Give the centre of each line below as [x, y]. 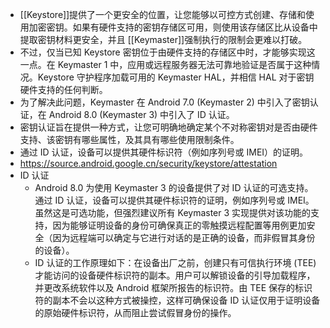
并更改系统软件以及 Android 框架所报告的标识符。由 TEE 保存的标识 [173, 287]
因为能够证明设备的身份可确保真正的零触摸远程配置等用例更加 [179, 225]
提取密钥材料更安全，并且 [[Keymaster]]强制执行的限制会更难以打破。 [163, 39]
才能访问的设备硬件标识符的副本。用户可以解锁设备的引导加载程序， [175, 275]
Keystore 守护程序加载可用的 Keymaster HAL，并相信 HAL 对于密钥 [176, 77]
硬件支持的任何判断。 [63, 89]
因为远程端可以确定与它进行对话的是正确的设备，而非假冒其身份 [184, 237]
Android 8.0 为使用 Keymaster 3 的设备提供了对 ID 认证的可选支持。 [174, 187]
